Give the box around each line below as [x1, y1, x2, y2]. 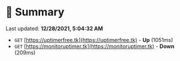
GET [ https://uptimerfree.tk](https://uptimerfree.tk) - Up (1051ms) [14, 36, 173, 43]
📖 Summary [5, 5, 65, 19]
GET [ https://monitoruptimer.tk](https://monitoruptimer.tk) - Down [14, 43, 175, 50]
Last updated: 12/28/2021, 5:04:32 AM [5, 25, 103, 32]
